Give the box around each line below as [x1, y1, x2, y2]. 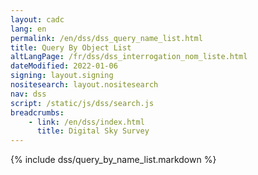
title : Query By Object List [10, 42, 132, 53]
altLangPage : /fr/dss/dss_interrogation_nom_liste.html [10, 52, 248, 62]
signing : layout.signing [10, 71, 114, 81]
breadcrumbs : [10, 107, 65, 118]
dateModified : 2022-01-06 [10, 61, 118, 71]
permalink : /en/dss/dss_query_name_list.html [10, 33, 203, 43]
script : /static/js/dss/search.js [10, 98, 155, 108]
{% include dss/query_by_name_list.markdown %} [10, 154, 217, 166]
